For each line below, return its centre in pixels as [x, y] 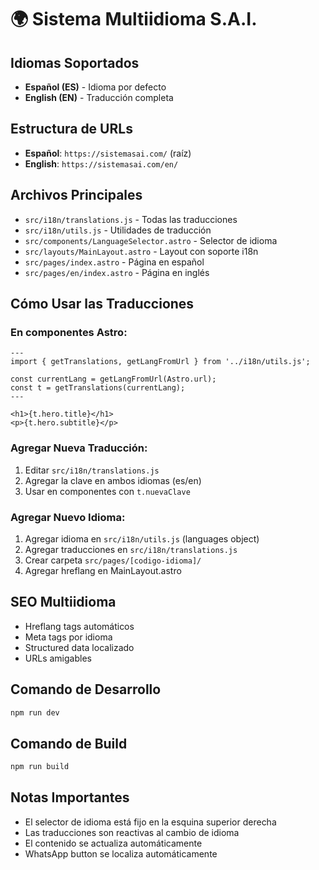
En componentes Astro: [69, 332]
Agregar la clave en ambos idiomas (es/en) [113, 480]
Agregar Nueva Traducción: [79, 448]
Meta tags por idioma [68, 637]
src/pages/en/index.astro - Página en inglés [117, 272]
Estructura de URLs [71, 129]
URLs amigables [58, 658]
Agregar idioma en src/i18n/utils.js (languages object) [142, 538]
